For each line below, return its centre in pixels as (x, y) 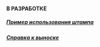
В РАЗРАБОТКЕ (27, 8)
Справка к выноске (33, 37)
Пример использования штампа (50, 22)
